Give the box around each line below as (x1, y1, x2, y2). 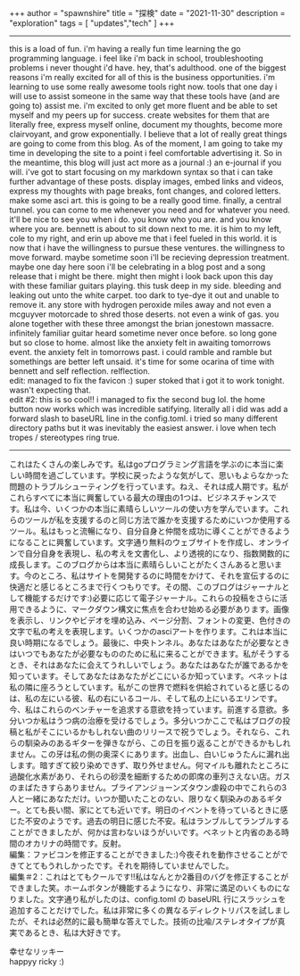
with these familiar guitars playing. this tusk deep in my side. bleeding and (9, 280, 282, 291)
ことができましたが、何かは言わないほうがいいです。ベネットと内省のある (9, 827, 282, 837)
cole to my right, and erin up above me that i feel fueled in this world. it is (9, 233, 278, 244)
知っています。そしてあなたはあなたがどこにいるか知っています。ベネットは (9, 671, 288, 681)
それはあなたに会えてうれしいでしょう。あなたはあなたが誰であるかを (32, 659, 289, 670)
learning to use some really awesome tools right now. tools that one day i (9, 81, 278, 92)
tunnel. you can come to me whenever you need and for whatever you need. (9, 204, 290, 215)
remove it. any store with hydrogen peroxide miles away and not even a (9, 300, 272, 310)
